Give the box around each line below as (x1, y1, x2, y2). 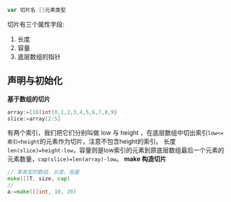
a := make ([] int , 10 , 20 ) (7, 189, 77, 196)
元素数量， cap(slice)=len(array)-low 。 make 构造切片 (7, 154, 167, 164)
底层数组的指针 (17, 52, 61, 61)
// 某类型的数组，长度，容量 (7, 168, 80, 176)
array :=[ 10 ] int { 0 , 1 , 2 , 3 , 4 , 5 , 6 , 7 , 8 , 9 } (7, 108, 118, 115)
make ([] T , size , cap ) (7, 175, 71, 182)
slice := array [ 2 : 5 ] (7, 115, 61, 122)
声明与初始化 (7, 75, 63, 87)
